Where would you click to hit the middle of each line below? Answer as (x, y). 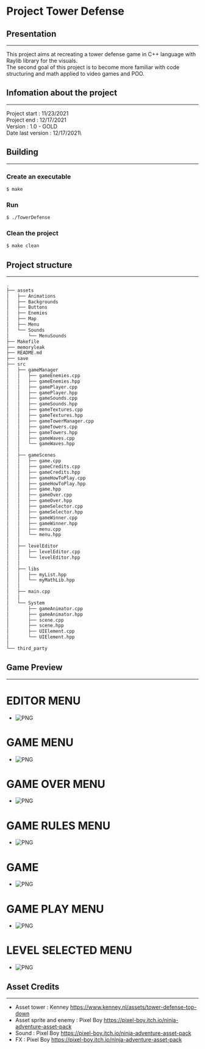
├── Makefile (23, 341)
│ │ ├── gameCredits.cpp (43, 466)
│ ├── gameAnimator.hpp (45, 614)
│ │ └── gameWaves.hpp (41, 444)
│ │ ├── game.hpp (34, 489)
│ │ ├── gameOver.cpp (39, 495)
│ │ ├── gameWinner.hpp (42, 523)
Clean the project (33, 233)
